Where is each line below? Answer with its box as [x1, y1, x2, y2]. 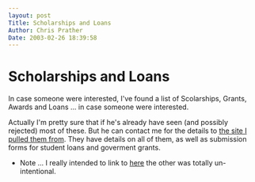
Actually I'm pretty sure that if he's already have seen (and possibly [8, 118, 228, 127]
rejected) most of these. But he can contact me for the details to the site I [8, 126, 247, 135]
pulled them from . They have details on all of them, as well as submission [8, 135, 247, 144]
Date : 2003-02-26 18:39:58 [8, 33, 97, 42]
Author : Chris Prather [8, 26, 83, 34]
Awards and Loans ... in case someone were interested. [8, 102, 189, 112]
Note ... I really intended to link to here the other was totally [19, 158, 213, 168]
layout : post [8, 11, 51, 20]
